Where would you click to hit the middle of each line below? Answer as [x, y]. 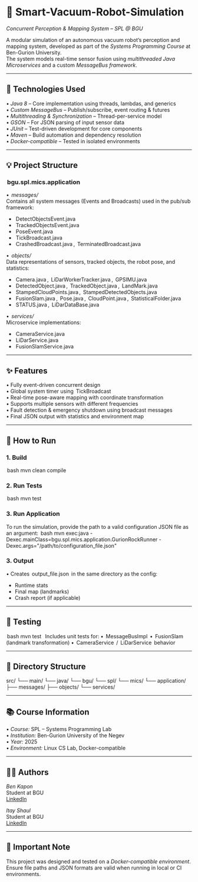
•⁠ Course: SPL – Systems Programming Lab [59, 729]
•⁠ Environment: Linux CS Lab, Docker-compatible [66, 748]
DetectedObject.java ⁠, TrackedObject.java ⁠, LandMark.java [87, 286]
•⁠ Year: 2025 [22, 742]
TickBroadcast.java [39, 238]
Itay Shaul [19, 810]
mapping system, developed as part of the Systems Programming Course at [98, 46]
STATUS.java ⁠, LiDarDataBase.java [57, 305]
